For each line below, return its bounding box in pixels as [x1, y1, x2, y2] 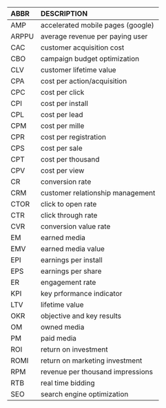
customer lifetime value [40, 65, 116, 74]
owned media [40, 323, 85, 332]
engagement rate [40, 278, 96, 287]
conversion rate [40, 177, 92, 186]
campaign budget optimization [40, 54, 140, 63]
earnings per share [40, 266, 102, 276]
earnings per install [40, 255, 103, 264]
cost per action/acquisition [40, 76, 127, 85]
